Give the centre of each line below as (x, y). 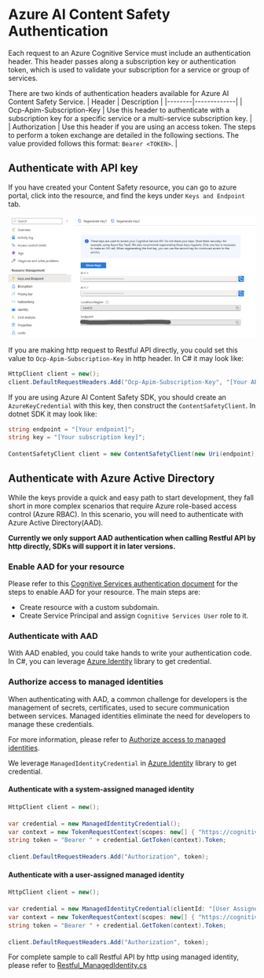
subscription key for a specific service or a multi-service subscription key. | (130, 118)
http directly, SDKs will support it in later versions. (92, 546)
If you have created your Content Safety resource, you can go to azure (123, 187)
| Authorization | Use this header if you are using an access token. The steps (132, 127)
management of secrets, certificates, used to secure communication (119, 707)
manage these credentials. (51, 724)
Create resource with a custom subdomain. (89, 607)
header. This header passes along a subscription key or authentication (122, 61)
